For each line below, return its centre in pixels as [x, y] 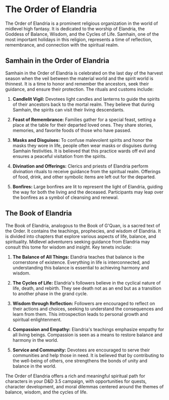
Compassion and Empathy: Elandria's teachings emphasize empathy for [88, 329]
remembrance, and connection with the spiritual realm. [62, 45]
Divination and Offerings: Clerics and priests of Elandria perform [80, 166]
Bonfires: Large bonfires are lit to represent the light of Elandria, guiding [88, 186]
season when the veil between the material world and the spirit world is [79, 78]
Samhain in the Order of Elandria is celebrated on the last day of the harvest [84, 73]
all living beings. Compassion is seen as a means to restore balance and [87, 335]
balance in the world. [34, 366]
